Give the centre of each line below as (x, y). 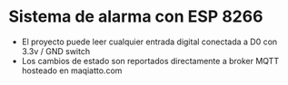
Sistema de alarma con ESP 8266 (136, 17)
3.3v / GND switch (56, 51)
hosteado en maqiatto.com (72, 71)
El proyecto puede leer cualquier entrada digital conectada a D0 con (149, 42)
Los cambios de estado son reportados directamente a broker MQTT (150, 61)
